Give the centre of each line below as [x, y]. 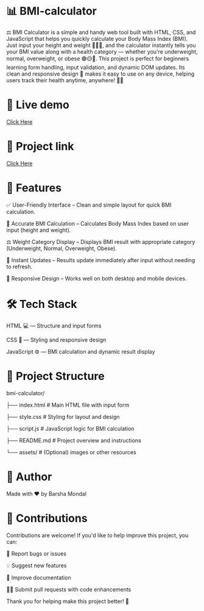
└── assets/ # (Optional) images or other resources [72, 452]
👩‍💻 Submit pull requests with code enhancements [69, 589]
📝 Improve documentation [39, 577]
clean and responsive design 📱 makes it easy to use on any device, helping [100, 74]
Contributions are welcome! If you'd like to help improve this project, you [97, 535]
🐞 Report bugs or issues [37, 553]
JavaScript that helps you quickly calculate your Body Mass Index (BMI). [97, 38]
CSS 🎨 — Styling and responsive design [56, 340]
